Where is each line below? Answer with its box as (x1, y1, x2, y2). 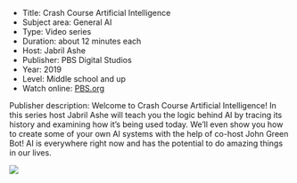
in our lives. (9, 147, 52, 158)
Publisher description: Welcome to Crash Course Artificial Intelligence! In (9, 100, 276, 110)
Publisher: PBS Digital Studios (21, 55, 132, 65)
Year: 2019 (21, 64, 62, 75)
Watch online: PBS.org (21, 84, 105, 93)
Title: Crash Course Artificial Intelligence (21, 8, 171, 18)
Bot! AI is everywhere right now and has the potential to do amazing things (9, 138, 284, 148)
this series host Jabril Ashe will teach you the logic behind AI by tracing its (9, 110, 283, 120)
